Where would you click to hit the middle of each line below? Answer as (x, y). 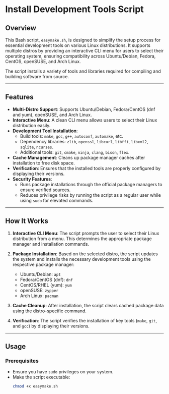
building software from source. (37, 76)
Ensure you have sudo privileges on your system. (63, 372)
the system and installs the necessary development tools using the (81, 259)
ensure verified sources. (45, 190)
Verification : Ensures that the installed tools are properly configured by (87, 168)
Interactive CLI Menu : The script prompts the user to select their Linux (86, 233)
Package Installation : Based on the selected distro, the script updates (85, 254)
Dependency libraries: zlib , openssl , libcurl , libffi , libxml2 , (84, 141)
